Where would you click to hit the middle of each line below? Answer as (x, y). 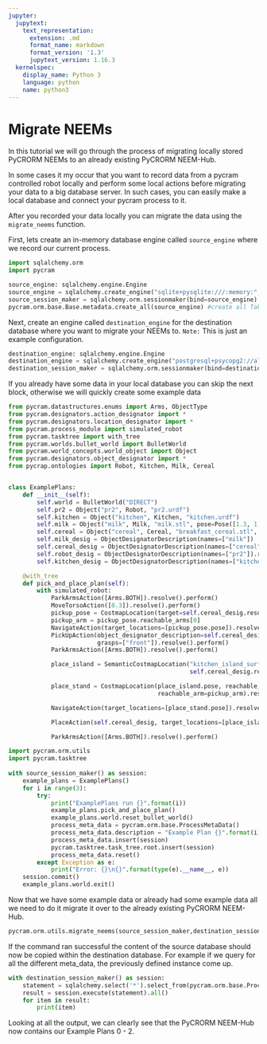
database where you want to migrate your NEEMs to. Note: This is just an (128, 331)
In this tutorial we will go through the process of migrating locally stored (126, 151)
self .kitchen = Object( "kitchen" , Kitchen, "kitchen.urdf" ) (138, 517)
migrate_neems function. (47, 225)
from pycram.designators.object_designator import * (97, 459)
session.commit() (51, 877)
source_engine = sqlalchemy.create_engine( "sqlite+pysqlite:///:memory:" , (135, 292)
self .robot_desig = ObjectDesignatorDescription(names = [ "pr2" (142, 554)
